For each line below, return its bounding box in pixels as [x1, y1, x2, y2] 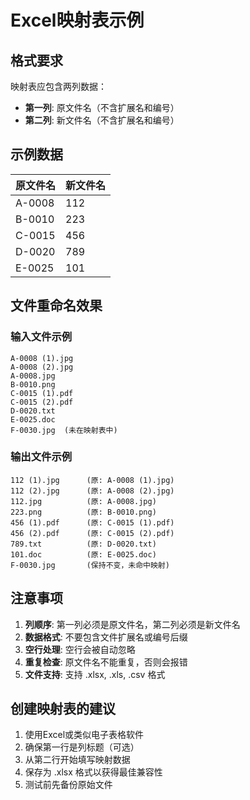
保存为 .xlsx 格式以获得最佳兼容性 [24, 766, 163, 778]
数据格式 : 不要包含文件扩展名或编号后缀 [24, 631, 188, 643]
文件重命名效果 [10, 297, 103, 315]
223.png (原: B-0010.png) [10, 507, 157, 517]
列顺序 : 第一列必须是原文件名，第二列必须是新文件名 [24, 618, 241, 630]
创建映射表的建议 [10, 701, 116, 717]
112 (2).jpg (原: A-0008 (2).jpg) [10, 486, 175, 496]
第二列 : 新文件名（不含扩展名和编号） [24, 114, 180, 126]
